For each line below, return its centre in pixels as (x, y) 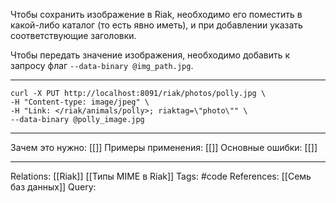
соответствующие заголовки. (73, 35)
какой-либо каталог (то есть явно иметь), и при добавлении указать (156, 25)
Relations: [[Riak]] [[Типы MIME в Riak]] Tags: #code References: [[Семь (161, 176)
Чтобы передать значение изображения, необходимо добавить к (150, 55)
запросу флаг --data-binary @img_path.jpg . (102, 65)
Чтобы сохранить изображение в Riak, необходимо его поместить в (156, 14)
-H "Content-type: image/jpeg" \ (80, 102)
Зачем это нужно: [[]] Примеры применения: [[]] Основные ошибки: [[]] (164, 147)
